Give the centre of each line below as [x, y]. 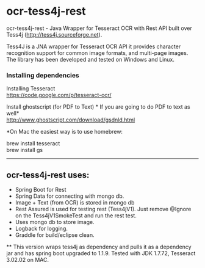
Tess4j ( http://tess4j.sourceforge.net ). [54, 34]
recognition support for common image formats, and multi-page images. [97, 53]
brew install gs [25, 150]
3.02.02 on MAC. [28, 260]
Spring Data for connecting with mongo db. [70, 196]
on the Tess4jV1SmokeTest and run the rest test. [76, 215]
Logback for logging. [41, 229]
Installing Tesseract [31, 89]
